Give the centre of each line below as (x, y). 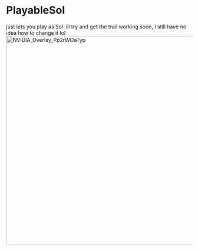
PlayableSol (36, 10)
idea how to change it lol (36, 32)
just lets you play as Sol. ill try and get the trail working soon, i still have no (96, 27)
